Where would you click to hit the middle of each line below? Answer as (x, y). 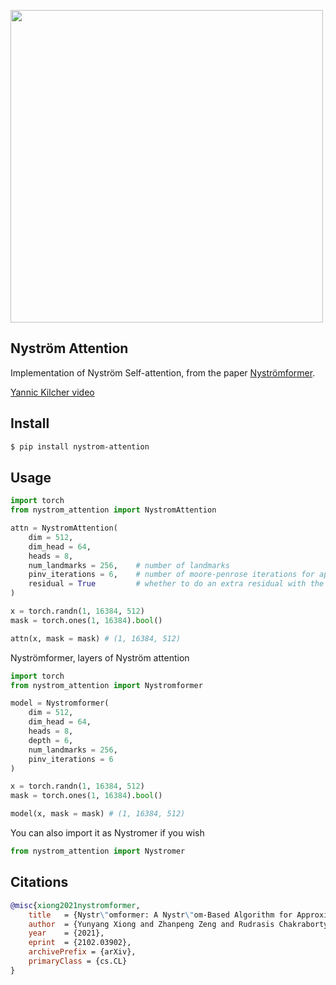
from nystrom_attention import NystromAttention (113, 510)
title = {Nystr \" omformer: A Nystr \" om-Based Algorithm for (160, 915)
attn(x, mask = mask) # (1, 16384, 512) (96, 638)
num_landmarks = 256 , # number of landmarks (129, 565)
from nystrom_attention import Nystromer (98, 851)
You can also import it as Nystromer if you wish (107, 833)
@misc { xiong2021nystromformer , (75, 905)
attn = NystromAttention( (64, 528)
